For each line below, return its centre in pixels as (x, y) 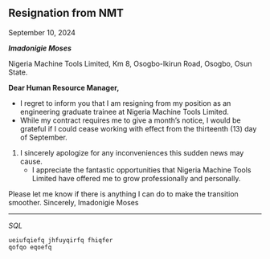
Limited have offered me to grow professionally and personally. (136, 178)
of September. (44, 137)
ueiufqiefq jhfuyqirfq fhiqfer (61, 240)
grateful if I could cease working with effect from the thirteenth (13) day (138, 128)
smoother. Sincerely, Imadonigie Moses (74, 202)
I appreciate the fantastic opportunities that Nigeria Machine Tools (141, 170)
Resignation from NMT (66, 13)
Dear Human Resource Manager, (64, 87)
